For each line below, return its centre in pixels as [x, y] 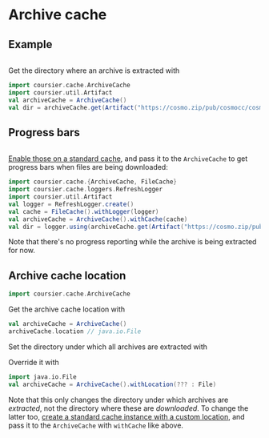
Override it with [34, 362]
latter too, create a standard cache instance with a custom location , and [127, 416]
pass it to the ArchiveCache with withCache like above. [96, 425]
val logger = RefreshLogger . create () [71, 204]
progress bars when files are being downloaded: [88, 167]
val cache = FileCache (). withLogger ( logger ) [84, 211]
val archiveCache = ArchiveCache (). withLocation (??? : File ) [112, 384]
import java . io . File [43, 377]
